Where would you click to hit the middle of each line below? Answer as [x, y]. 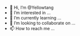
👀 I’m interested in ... [30, 13]
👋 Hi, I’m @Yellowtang [32, 8]
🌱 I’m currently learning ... [35, 18]
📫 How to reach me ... [32, 28]
